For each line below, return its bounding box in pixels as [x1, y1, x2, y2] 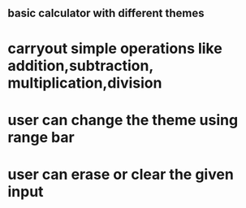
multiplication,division [7, 73, 162, 92]
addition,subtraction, [7, 56, 153, 75]
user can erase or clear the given [7, 165, 235, 184]
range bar [7, 128, 75, 146]
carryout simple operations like [7, 39, 222, 58]
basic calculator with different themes [7, 6, 205, 20]
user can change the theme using [7, 110, 239, 129]
